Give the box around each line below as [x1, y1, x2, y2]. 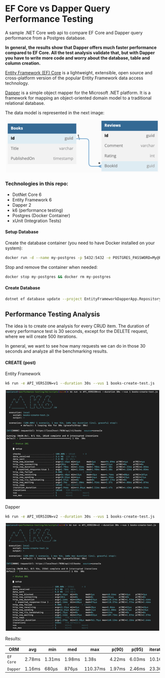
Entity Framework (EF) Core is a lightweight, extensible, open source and [5, 69, 153, 75]
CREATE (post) [5, 360, 36, 366]
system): [5, 245, 23, 251]
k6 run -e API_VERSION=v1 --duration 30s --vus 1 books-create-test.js [5, 381, 155, 386]
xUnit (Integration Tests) [12, 218, 61, 224]
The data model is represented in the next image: [5, 109, 105, 116]
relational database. [5, 100, 45, 106]
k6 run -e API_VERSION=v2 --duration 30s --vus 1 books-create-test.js [5, 514, 155, 519]
